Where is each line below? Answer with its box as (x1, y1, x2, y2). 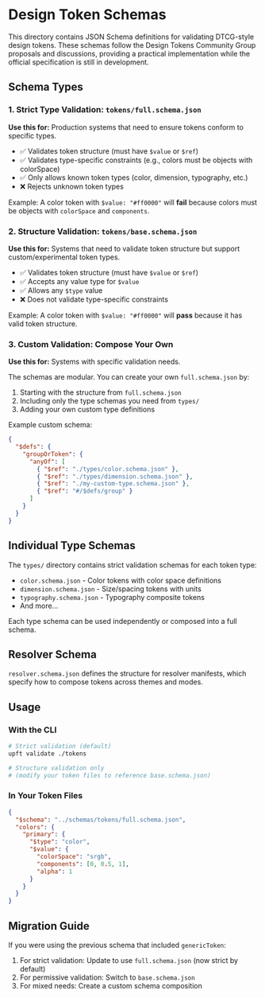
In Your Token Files (8, 790, 83, 801)
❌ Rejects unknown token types (19, 181, 125, 191)
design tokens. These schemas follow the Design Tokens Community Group (8, 40, 256, 49)
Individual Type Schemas (8, 539, 136, 552)
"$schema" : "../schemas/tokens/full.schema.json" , (15, 816, 186, 824)
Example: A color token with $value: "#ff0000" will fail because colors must (8, 197, 258, 207)
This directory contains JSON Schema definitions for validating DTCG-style (8, 32, 255, 41)
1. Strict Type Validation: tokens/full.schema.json (8, 104, 202, 115)
